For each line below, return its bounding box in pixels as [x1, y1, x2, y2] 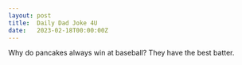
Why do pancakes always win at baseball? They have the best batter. [8, 48, 235, 58]
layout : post [8, 11, 52, 20]
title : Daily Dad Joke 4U [8, 19, 98, 27]
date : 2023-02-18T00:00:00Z [8, 26, 109, 34]
